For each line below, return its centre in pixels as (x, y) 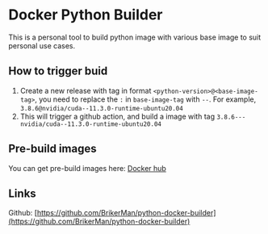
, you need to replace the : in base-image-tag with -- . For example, (146, 99)
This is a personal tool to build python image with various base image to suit (135, 37)
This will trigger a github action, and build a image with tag (117, 116)
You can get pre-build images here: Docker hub (88, 168)
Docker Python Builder (86, 15)
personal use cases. (42, 45)
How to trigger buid (58, 71)
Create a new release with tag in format (86, 90)
